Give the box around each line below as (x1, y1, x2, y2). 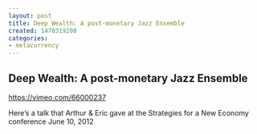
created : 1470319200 (8, 26, 78, 35)
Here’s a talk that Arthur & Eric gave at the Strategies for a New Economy (8, 108, 249, 117)
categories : (8, 34, 48, 43)
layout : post (8, 11, 52, 20)
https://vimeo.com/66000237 (8, 92, 107, 102)
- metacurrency (8, 42, 59, 50)
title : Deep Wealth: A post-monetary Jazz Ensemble (8, 19, 185, 27)
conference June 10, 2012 (8, 116, 94, 126)
